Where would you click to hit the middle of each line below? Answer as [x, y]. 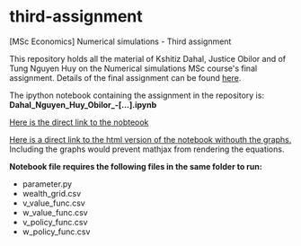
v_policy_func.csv [55, 222]
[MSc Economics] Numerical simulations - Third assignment [120, 41]
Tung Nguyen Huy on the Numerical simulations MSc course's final [133, 68]
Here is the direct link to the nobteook [79, 122]
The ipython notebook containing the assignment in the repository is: [137, 95]
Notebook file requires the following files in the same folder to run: [136, 166]
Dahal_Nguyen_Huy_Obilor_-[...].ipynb [83, 104]
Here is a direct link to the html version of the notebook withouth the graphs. [150, 139]
